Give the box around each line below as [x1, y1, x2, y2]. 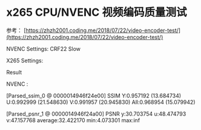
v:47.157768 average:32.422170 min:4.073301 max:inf [6, 116, 140, 124]
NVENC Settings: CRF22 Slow [6, 45, 81, 52]
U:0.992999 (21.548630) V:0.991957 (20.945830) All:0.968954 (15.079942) [6, 98, 196, 106]
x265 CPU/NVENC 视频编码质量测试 [6, 5, 187, 19]
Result [6, 68, 22, 76]
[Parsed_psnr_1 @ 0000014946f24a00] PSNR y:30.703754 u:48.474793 [6, 110, 186, 117]
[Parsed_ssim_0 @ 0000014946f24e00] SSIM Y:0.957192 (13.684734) [6, 92, 182, 99]
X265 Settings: [6, 57, 44, 64]
